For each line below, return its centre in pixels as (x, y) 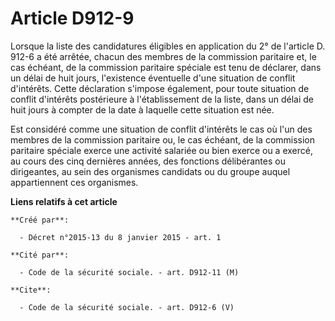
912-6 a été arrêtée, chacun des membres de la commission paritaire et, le (163, 56)
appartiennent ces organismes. (74, 182)
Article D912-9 (72, 18)
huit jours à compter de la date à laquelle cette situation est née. (142, 109)
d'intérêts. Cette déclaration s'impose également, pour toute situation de (160, 88)
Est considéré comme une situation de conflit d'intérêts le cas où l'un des (161, 129)
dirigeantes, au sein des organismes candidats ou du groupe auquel (150, 171)
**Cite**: (31, 290)
